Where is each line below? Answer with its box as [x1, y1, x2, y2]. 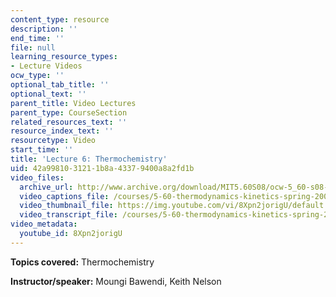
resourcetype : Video [10, 136, 97, 146]
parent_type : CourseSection [10, 107, 128, 118]
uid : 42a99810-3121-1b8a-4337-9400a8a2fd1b [10, 163, 195, 173]
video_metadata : [10, 219, 78, 230]
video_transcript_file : [19, 210, 118, 220]
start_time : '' [10, 145, 74, 155]
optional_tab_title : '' [10, 80, 110, 90]
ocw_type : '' [10, 71, 65, 81]
